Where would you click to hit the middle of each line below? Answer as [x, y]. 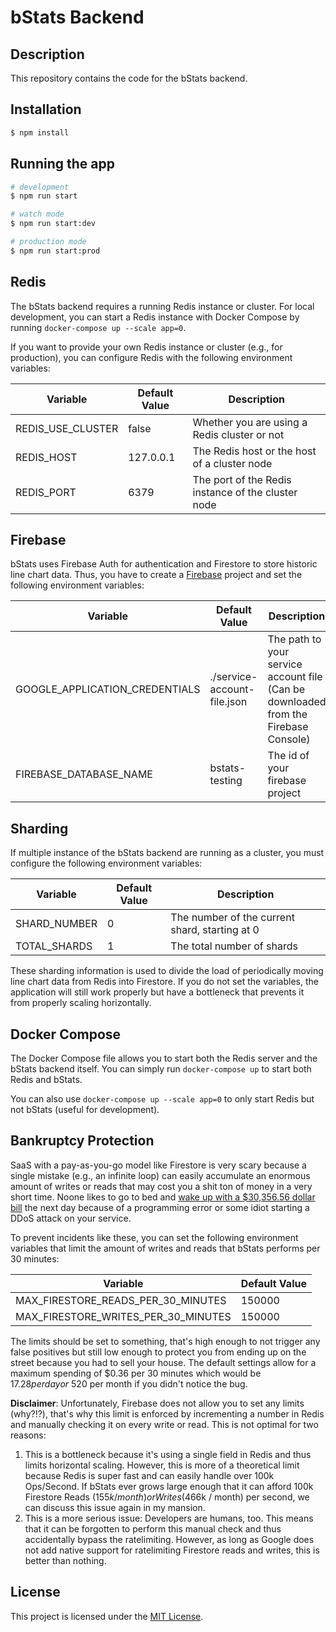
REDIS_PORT [46, 492]
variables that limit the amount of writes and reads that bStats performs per [165, 1248]
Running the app [62, 164]
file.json [228, 702]
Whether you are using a [250, 422]
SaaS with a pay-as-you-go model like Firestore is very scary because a [158, 1165]
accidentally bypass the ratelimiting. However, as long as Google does [169, 1539]
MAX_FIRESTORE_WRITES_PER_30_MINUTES [123, 1316]
